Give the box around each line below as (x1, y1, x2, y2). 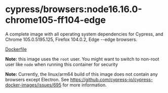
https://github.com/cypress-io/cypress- (70, 76, 153, 82)
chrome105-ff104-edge (5, 14, 106, 26)
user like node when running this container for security (5, 61, 118, 67)
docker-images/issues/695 (5, 82, 62, 88)
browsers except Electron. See (5, 76, 69, 82)
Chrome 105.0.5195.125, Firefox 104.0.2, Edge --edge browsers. (5, 36, 138, 42)
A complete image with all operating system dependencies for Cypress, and (5, 31, 163, 37)
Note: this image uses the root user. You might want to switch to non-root (5, 56, 159, 62)
